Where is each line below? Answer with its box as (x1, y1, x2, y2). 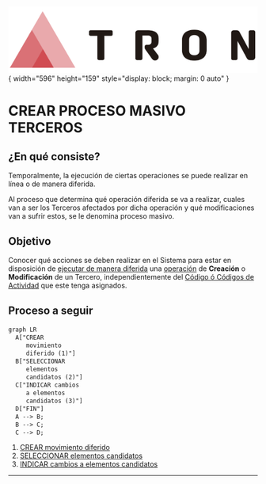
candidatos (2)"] (25, 373, 83, 382)
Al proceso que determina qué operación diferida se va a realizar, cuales (8, 195, 245, 204)
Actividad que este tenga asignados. (8, 280, 127, 291)
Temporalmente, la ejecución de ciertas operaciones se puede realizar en (8, 171, 249, 181)
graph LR (8, 326, 37, 334)
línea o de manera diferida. (8, 179, 96, 189)
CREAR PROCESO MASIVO (8, 101, 186, 120)
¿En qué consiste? (8, 150, 101, 164)
